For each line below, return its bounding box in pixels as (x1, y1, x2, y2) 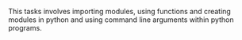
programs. (8, 24, 42, 32)
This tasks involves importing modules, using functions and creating (8, 7, 232, 16)
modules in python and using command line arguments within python (8, 15, 234, 24)
